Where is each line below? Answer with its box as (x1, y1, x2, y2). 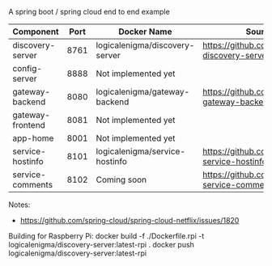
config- (12, 63, 43, 74)
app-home (12, 133, 54, 144)
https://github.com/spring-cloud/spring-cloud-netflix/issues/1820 (19, 216, 240, 225)
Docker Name (118, 26, 172, 37)
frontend (12, 120, 46, 130)
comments (12, 179, 53, 190)
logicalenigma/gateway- (96, 87, 190, 97)
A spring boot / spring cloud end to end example (8, 7, 170, 16)
